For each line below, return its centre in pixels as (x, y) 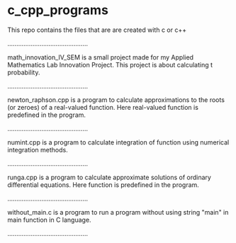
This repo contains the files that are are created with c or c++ (97, 30)
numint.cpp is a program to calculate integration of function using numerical (118, 142)
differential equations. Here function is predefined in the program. (103, 185)
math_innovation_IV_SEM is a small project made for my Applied (100, 57)
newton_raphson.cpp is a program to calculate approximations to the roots (116, 100)
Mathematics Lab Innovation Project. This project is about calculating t (110, 64)
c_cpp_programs (58, 10)
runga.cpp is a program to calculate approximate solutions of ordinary (109, 177)
